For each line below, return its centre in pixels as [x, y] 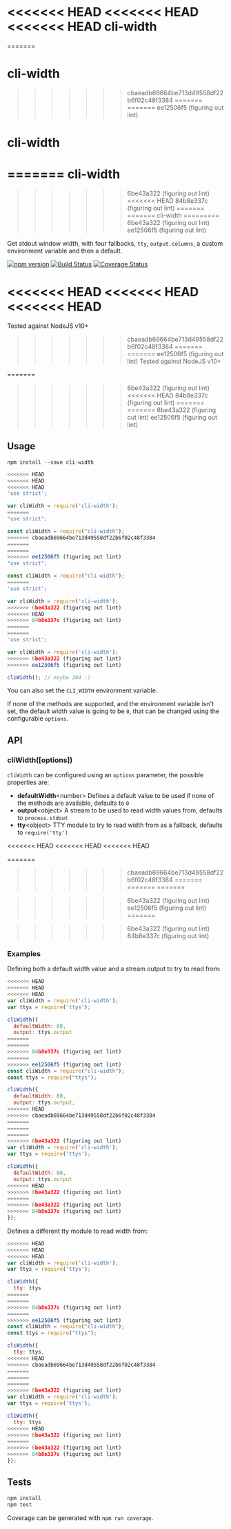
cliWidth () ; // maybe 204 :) [49, 677]
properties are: [28, 782]
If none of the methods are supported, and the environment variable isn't [111, 704]
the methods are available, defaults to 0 [73, 803]
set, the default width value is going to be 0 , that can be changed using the [113, 711]
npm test [20, 1504]
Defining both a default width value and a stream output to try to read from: [114, 969]
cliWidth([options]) [40, 760]
